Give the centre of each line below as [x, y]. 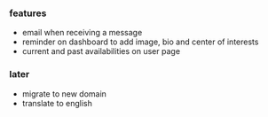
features [28, 13]
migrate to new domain [64, 94]
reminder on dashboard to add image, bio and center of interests [140, 42]
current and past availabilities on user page [101, 51]
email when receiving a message [82, 33]
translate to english [57, 103]
